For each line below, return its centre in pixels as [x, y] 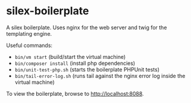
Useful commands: [29, 45]
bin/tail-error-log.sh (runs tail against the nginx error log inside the [100, 76]
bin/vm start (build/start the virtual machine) [70, 57]
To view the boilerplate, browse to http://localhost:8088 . [75, 93]
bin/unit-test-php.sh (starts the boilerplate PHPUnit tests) [87, 69]
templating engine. [29, 33]
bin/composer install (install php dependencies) [75, 63]
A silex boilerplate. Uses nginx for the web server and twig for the [87, 27]
